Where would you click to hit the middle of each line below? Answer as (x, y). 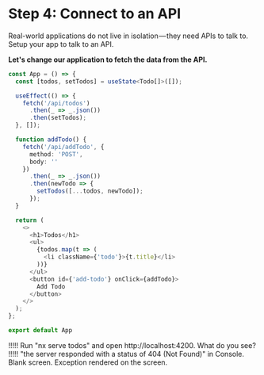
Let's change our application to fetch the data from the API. (108, 59)
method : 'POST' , (56, 154)
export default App (40, 331)
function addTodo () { (51, 140)
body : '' (44, 162)
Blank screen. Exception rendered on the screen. (88, 362)
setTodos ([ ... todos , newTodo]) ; (90, 191)
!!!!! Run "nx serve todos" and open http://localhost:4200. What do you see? (132, 345)
